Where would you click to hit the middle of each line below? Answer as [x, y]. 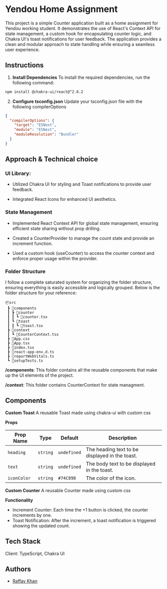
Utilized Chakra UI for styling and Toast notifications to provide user [82, 184]
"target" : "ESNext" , [35, 125]
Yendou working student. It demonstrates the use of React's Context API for [83, 28]
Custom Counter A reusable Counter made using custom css [68, 490]
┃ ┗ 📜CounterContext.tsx [33, 335]
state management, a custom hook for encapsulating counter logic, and [78, 33]
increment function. [33, 243]
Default [69, 438]
